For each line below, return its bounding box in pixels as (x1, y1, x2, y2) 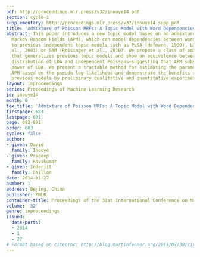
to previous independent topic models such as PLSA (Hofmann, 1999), (11, 42, 187, 48)
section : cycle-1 (6, 14, 49, 20)
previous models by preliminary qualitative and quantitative (11, 75, 169, 81)
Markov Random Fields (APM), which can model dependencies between (11, 36, 183, 42)
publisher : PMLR (6, 191, 46, 197)
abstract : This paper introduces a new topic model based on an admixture (6, 31, 196, 37)
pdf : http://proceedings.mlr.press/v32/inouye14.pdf (6, 8, 140, 15)
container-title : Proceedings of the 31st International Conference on (6, 197, 187, 203)
